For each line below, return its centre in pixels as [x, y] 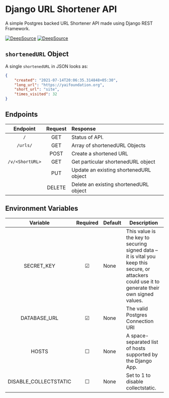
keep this [137, 263]
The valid [137, 308]
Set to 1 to [138, 375]
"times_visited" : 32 [36, 94]
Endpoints [22, 114]
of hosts [136, 348]
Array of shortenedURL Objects [108, 145]
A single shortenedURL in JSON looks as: [47, 66]
